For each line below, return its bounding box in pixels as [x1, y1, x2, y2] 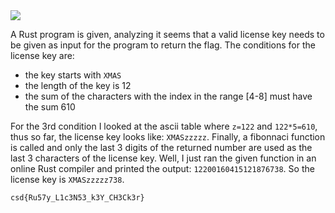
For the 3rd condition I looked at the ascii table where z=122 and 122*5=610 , [10, 120, 318, 132]
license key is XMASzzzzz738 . [10, 174, 125, 185]
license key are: [10, 50, 75, 61]
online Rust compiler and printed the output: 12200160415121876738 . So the [10, 163, 315, 174]
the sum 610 [24, 101, 76, 113]
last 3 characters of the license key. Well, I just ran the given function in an [10, 152, 317, 164]
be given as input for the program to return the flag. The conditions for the [10, 39, 316, 51]
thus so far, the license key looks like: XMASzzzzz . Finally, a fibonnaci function [10, 131, 326, 143]
